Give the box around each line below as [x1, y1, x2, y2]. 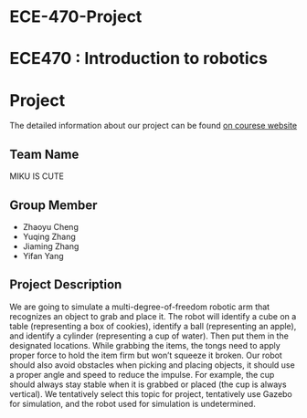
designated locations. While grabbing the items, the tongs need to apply [9, 340, 281, 350]
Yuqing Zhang [22, 231, 76, 242]
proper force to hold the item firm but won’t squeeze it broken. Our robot [9, 350, 283, 361]
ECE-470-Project [9, 6, 143, 27]
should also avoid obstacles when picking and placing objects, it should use [9, 359, 295, 371]
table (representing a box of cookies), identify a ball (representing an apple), [9, 320, 297, 331]
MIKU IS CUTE [9, 171, 64, 182]
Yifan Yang [22, 250, 64, 261]
